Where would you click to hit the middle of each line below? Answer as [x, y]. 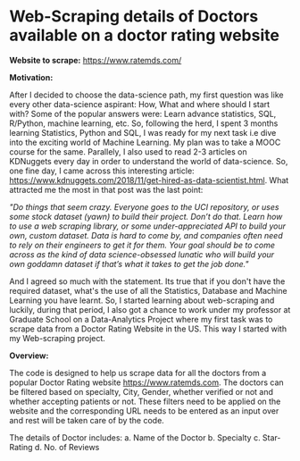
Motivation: [31, 77]
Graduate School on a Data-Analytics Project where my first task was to [141, 319]
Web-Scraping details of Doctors [134, 17]
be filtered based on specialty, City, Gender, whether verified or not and [142, 391]
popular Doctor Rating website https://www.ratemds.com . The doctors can [146, 382]
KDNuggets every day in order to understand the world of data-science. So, [149, 161]
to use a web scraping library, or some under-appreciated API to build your [148, 226]
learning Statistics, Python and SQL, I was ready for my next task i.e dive [143, 132]
